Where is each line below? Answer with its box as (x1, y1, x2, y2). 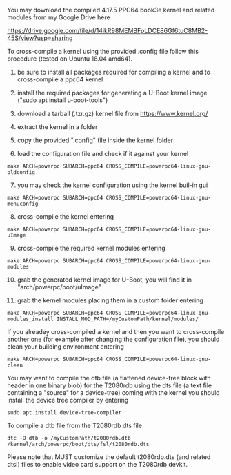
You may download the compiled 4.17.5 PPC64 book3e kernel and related (7, 6, 215, 14)
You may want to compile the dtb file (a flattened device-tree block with (7, 374, 211, 382)
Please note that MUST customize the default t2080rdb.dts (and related (7, 453, 211, 461)
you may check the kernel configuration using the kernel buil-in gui (17, 181, 208, 189)
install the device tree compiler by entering (7, 396, 129, 404)
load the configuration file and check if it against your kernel (17, 150, 189, 157)
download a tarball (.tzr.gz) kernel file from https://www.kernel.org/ (17, 110, 208, 117)
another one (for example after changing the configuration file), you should (7, 335, 220, 343)
